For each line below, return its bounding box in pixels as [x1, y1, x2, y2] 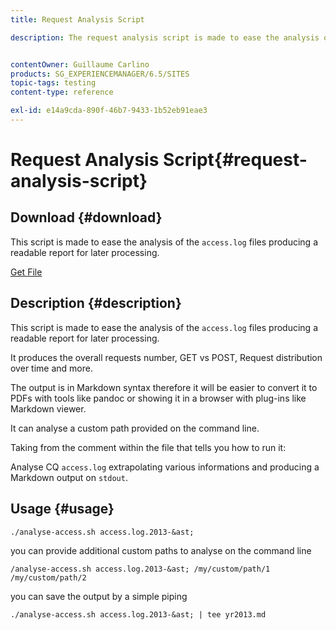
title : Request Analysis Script [10, 14, 145, 25]
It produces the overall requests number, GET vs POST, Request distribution [10, 351, 323, 363]
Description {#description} [10, 295, 182, 312]
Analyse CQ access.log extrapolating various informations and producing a [10, 461, 320, 473]
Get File [10, 266, 43, 278]
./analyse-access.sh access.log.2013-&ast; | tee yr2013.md [10, 609, 267, 620]
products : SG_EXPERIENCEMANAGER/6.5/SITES [10, 69, 190, 79]
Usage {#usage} [10, 501, 115, 518]
